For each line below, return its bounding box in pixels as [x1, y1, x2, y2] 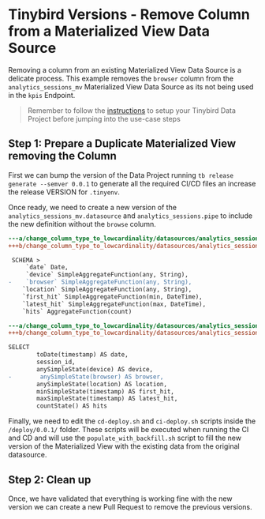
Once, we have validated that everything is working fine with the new [8, 494, 233, 503]
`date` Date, [25, 263, 69, 272]
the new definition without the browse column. [8, 219, 156, 228]
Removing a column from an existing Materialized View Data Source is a [8, 65, 242, 74]
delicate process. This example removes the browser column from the [8, 73, 234, 83]
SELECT [8, 344, 30, 352]
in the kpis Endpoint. [8, 90, 76, 100]
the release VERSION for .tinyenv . [8, 187, 120, 197]
